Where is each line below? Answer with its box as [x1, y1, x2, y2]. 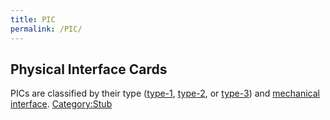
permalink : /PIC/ [10, 24, 83, 34]
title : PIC [10, 14, 56, 25]
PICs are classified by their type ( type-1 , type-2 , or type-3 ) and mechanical [10, 87, 320, 100]
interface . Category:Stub [10, 98, 113, 110]
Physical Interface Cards [10, 61, 168, 78]
